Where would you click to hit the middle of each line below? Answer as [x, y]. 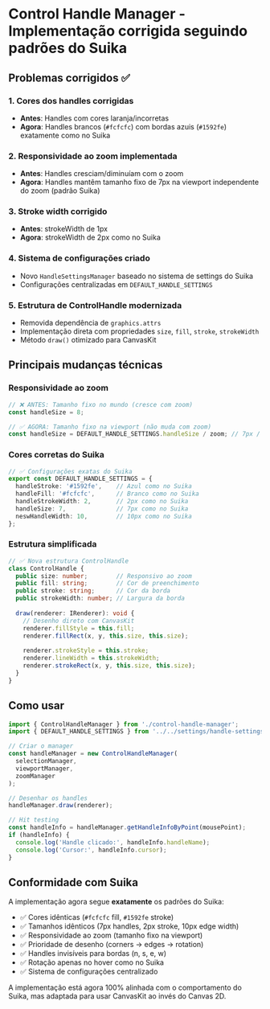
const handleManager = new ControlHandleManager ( [93, 754]
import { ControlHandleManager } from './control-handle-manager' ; [124, 724]
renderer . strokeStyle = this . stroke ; [86, 651]
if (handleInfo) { [39, 835]
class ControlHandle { [46, 568]
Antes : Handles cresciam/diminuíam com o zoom [102, 174]
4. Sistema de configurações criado [79, 258]
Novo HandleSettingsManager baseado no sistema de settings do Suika [137, 276]
